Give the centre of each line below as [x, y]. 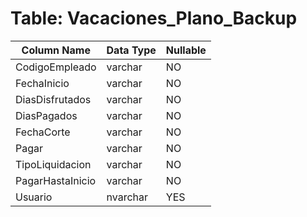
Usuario [34, 197]
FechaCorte [43, 132]
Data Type [131, 50]
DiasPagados [46, 115]
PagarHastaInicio [56, 180]
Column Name [56, 50]
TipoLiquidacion [53, 164]
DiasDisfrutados [53, 99]
